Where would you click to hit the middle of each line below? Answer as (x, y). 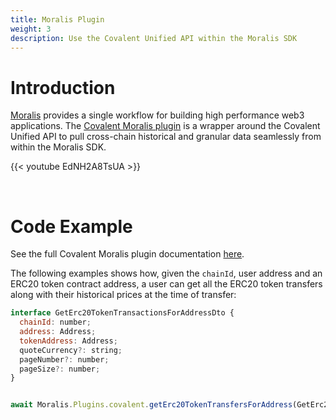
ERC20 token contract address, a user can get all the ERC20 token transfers (166, 284)
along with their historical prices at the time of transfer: (123, 295)
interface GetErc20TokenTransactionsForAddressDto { (122, 313)
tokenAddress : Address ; (68, 341)
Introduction (63, 87)
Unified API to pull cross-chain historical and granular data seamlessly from (166, 137)
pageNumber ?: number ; (64, 359)
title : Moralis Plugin (57, 19)
